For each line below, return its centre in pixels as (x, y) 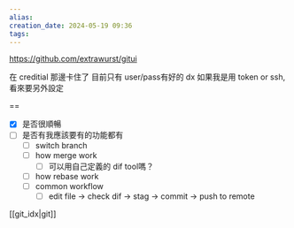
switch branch (61, 145)
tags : (19, 34)
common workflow (70, 186)
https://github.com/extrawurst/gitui (73, 59)
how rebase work (67, 176)
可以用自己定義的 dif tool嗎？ (101, 166)
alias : (21, 17)
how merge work (66, 155)
